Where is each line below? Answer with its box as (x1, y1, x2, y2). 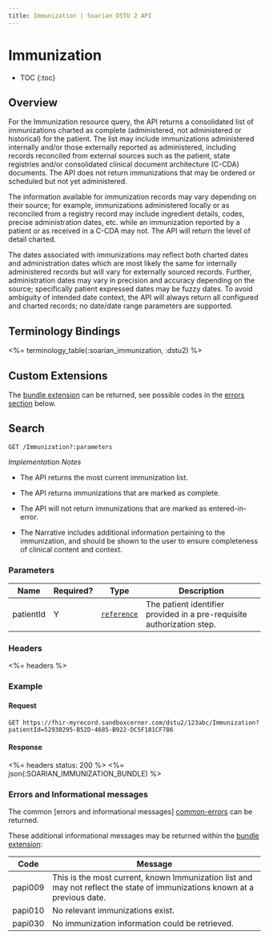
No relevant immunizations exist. (51, 905, 175, 917)
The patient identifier (145, 599, 225, 610)
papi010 (12, 905, 45, 917)
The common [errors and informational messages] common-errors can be (8, 807, 253, 817)
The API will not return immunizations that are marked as (19, 504, 207, 513)
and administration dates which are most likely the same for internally (8, 259, 238, 268)
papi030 (12, 918, 45, 929)
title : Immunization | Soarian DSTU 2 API (8, 11, 152, 20)
